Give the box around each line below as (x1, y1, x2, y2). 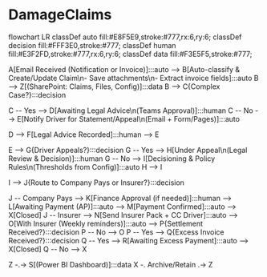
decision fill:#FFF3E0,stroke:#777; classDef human (8, 40, 176, 50)
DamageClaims (8, 6, 112, 24)
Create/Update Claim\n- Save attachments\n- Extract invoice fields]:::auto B (8, 73, 259, 82)
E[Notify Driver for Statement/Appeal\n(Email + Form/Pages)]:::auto (17, 114, 241, 123)
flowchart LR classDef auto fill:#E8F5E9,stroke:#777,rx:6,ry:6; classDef (8, 32, 242, 42)
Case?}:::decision (8, 90, 67, 99)
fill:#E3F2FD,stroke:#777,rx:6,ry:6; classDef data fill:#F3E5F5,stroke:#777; (8, 49, 253, 58)
